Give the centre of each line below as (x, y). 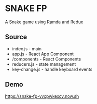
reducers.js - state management (44, 64)
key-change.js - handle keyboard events (52, 69)
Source (16, 37)
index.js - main (27, 48)
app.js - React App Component (43, 54)
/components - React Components (46, 59)
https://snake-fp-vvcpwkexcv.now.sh (42, 96)
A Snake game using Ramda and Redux (44, 22)
